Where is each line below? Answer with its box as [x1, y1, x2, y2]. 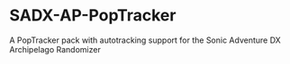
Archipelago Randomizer [9, 44, 101, 54]
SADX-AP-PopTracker [9, 5, 177, 26]
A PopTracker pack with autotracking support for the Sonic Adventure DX [9, 35, 281, 45]
